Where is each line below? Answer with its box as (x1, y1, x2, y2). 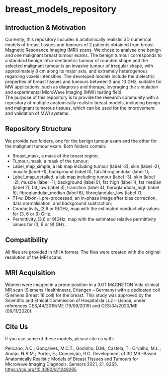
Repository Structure (5, 125, 72, 133)
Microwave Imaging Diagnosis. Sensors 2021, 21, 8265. (5, 361, 118, 367)
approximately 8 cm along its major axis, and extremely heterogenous (5, 68, 148, 74)
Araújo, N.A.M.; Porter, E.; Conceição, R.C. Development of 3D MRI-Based (5, 351, 157, 357)
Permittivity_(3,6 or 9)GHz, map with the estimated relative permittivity (12, 216, 157, 222)
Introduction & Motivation (5, 23, 86, 32)
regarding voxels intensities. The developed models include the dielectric (5, 74, 155, 79)
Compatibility (5, 236, 48, 244)
